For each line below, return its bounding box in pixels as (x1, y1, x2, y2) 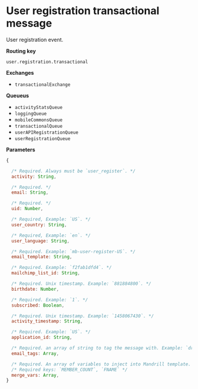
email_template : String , (11, 254, 72, 260)
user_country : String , (11, 222, 67, 228)
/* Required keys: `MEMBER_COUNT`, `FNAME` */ (11, 367, 128, 373)
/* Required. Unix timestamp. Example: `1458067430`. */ (11, 313, 154, 319)
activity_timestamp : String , (11, 318, 83, 324)
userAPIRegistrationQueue (14, 129, 78, 135)
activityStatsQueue (14, 104, 63, 110)
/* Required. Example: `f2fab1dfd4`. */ (11, 265, 112, 271)
